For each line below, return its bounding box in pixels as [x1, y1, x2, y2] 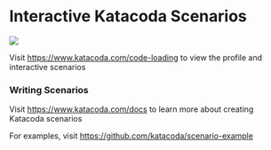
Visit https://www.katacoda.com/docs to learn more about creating [9, 104, 254, 114]
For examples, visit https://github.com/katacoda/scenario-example [9, 130, 253, 141]
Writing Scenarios [9, 83, 89, 96]
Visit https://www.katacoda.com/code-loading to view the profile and [9, 51, 263, 63]
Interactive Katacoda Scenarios [9, 6, 247, 27]
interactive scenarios [9, 61, 86, 72]
